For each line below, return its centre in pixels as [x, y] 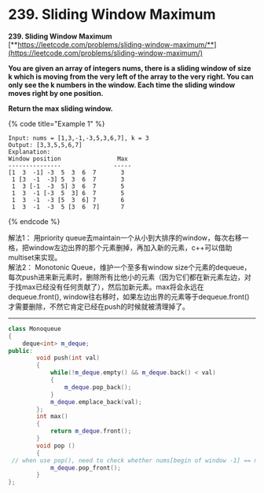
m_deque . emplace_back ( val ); [96, 402]
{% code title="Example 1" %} [57, 123]
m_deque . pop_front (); [86, 468]
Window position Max [68, 159]
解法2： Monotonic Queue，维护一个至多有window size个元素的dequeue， [130, 267]
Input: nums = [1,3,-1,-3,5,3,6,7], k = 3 [79, 138]
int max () [52, 417]
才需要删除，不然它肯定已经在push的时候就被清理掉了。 [99, 306]
